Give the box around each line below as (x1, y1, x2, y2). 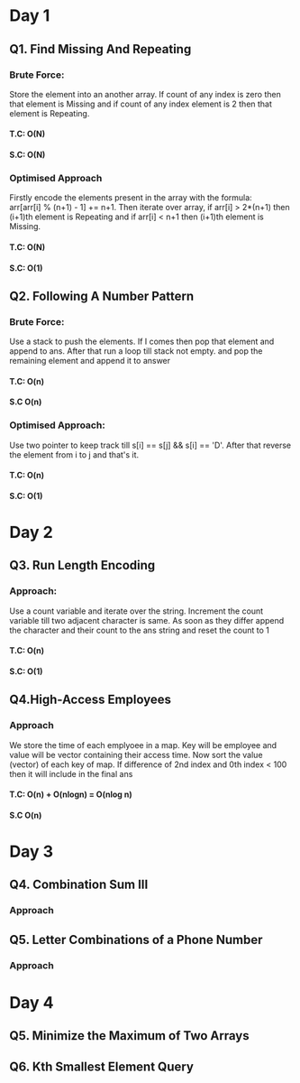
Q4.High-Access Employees (9, 692, 171, 708)
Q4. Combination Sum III (9, 877, 149, 893)
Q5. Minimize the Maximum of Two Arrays (9, 1028, 250, 1043)
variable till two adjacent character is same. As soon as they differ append (9, 615, 285, 625)
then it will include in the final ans (9, 768, 133, 779)
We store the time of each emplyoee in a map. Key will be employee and (9, 739, 277, 750)
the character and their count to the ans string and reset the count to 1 (9, 625, 270, 635)
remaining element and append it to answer (9, 356, 171, 366)
